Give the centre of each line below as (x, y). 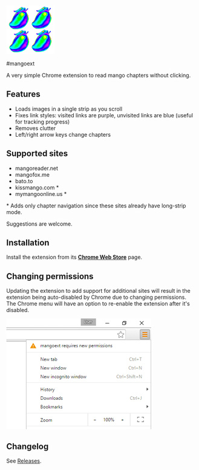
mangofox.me (32, 174)
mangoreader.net (37, 168)
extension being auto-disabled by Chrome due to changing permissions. (96, 297)
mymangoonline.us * (41, 194)
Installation (28, 243)
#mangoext (21, 64)
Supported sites (37, 154)
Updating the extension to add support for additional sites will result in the (98, 291)
